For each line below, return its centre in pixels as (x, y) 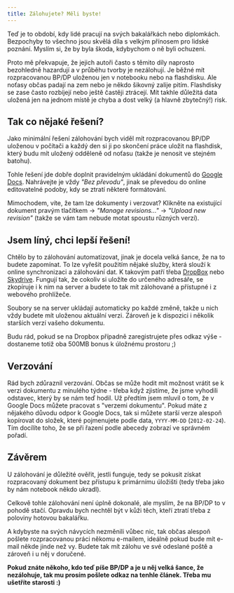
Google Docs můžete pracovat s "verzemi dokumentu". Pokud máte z (108, 405)
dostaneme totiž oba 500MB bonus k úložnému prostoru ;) (92, 344)
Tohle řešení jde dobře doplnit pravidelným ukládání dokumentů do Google (115, 175)
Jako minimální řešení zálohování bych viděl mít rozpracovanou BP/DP (109, 138)
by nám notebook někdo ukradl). (54, 489)
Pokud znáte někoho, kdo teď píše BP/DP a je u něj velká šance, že (106, 567)
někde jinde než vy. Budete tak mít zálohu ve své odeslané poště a (117, 546)
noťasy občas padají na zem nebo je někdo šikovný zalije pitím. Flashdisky (115, 84)
